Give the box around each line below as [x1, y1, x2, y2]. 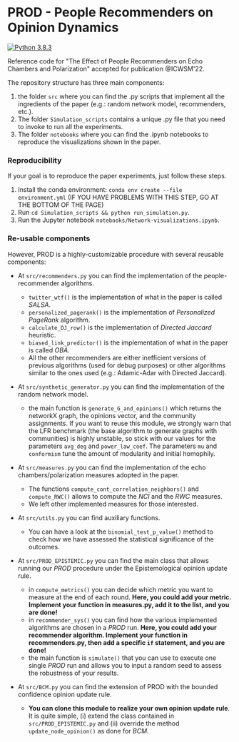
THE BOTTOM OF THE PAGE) [17, 200, 104, 209]
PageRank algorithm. [28, 315, 91, 324]
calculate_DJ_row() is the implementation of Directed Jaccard [28, 322, 212, 332]
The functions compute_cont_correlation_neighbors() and [28, 484, 200, 493]
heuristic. [28, 330, 56, 339]
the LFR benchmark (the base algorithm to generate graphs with [28, 426, 218, 435]
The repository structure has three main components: [7, 78, 165, 86]
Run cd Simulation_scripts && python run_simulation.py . [17, 208, 190, 217]
